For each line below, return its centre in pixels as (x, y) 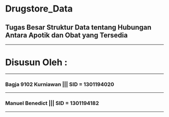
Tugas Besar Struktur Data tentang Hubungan (78, 27)
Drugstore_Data (39, 9)
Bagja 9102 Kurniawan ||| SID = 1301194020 (60, 84)
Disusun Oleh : (36, 63)
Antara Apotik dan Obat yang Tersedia (67, 35)
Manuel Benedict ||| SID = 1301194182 (52, 103)
